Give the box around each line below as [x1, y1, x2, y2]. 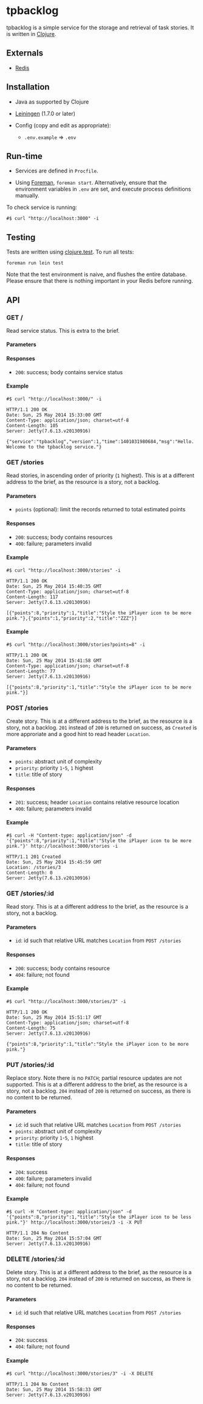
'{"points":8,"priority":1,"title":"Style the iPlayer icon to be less [6, 1214, 191, 1220]
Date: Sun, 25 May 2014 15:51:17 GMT [6, 1014, 102, 1021]
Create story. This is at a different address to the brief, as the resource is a [6, 717, 193, 725]
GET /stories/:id [6, 889, 55, 898]
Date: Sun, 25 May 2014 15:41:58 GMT [6, 658, 102, 664]
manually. [15, 192, 40, 199]
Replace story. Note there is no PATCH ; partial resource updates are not [6, 1074, 182, 1082]
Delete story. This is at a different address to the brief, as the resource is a [6, 1269, 192, 1275]
